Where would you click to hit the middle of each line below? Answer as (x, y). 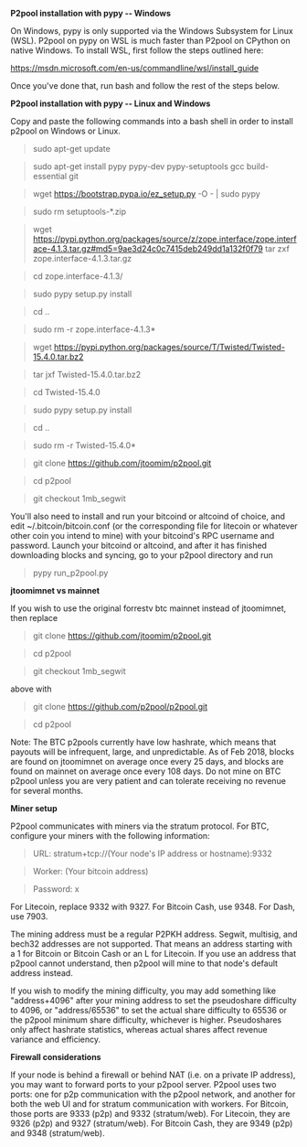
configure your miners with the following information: (110, 836)
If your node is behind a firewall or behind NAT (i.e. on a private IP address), (153, 1075)
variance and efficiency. (56, 1039)
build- (258, 166)
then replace (34, 618)
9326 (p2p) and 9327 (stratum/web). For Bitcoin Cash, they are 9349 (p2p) (152, 1123)
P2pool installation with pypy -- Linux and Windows (111, 103)
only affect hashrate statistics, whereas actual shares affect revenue (139, 1029)
